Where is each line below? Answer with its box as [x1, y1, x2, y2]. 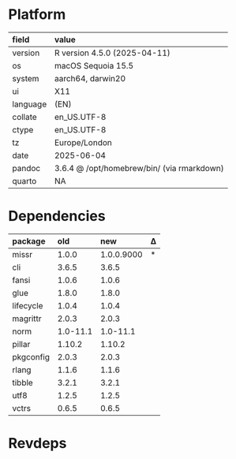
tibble [12, 377, 33, 388]
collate [12, 111, 37, 122]
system [12, 73, 39, 84]
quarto [12, 175, 37, 186]
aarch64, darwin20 [54, 73, 126, 84]
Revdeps [8, 435, 67, 453]
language [12, 99, 47, 110]
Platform [8, 6, 66, 24]
